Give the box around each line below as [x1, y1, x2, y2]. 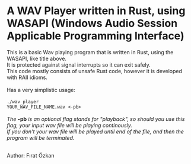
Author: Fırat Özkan [7, 152, 55, 159]
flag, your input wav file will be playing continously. [7, 122, 133, 129]
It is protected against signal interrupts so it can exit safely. [7, 61, 151, 68]
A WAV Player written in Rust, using [7, 4, 186, 18]
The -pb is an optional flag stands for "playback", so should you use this [7, 115, 185, 122]
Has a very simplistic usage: [7, 86, 76, 93]
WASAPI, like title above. [7, 55, 67, 62]
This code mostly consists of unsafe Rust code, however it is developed [7, 67, 183, 74]
